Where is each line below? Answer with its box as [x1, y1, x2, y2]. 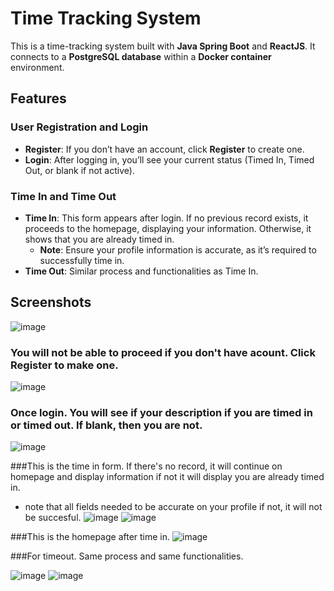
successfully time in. [39, 254, 125, 266]
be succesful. [24, 512, 82, 524]
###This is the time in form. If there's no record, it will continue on [10, 460, 283, 472]
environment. [10, 61, 65, 73]
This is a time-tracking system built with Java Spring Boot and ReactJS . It [10, 40, 316, 52]
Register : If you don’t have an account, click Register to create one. [24, 143, 305, 155]
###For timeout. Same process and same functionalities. [10, 550, 244, 562]
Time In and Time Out [10, 189, 117, 203]
